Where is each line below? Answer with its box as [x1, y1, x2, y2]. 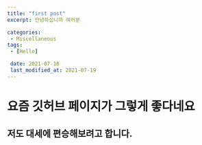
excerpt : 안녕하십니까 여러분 [7, 16, 81, 23]
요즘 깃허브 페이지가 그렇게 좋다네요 [7, 98, 195, 114]
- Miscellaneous [10, 35, 57, 42]
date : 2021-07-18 [10, 60, 60, 67]
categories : [7, 29, 41, 36]
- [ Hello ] [10, 48, 38, 55]
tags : [7, 42, 23, 49]
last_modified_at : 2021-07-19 [10, 67, 97, 74]
